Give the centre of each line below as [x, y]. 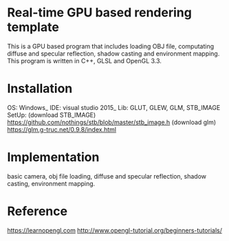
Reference [37, 211]
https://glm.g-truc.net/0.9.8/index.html [62, 129]
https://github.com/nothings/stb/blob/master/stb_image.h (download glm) [112, 122]
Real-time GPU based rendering [100, 13]
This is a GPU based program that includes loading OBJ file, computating [111, 46]
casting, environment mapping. [51, 183]
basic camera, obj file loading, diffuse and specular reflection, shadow [107, 176]
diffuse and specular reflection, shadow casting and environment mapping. [113, 54]
